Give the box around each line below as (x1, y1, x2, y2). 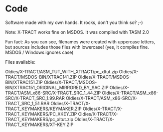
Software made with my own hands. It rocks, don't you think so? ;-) (5, 19, 143, 25)
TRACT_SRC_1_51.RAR (5, 100, 50, 106)
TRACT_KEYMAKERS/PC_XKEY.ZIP (5, 111, 77, 117)
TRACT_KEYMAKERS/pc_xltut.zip (5, 116, 74, 122)
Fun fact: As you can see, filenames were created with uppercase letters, (5, 38, 156, 45)
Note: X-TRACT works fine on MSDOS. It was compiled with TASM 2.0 (5, 29, 150, 35)
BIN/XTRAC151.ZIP (5, 79, 43, 85)
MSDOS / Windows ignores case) (5, 49, 74, 55)
